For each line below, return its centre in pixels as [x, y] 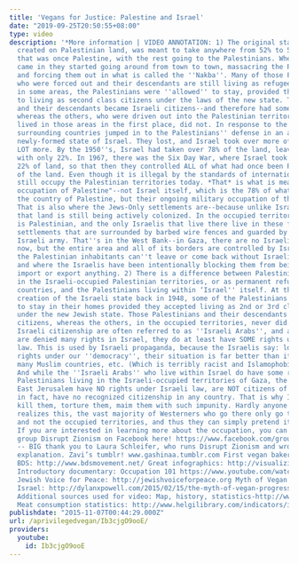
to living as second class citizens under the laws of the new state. [150, 100]
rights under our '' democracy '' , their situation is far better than [148, 356]
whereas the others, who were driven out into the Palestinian [136, 116]
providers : [29, 529]
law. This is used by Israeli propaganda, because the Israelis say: [148, 347]
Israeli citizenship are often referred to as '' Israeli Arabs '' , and [150, 331]
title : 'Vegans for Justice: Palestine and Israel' [106, 17]
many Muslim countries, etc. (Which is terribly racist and [130, 364]
